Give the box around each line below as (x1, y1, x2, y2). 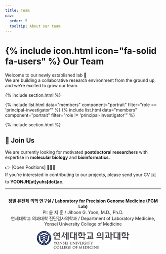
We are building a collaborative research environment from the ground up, (5, 77, 156, 83)
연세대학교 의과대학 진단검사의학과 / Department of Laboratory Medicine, (10, 216, 156, 221)
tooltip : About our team (9, 24, 61, 29)
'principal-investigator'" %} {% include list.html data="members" (5, 107, 137, 113)
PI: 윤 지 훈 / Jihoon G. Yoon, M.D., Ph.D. (42, 210, 124, 215)
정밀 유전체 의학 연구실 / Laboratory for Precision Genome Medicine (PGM (8, 198, 158, 204)
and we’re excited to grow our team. (5, 83, 79, 89)
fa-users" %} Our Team (5, 56, 104, 67)
